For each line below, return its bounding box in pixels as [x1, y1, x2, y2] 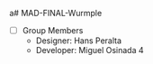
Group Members [22, 25, 84, 35]
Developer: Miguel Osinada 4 [35, 45, 144, 56]
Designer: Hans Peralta [35, 35, 122, 46]
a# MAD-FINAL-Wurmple [9, 8, 103, 18]
